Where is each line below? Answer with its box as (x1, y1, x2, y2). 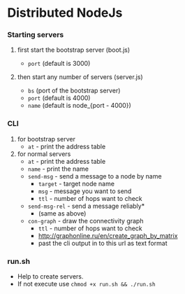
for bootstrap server (17, 134, 75, 143)
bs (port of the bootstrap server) (27, 86, 121, 95)
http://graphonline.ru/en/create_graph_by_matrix (38, 231, 178, 239)
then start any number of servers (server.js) (17, 73, 143, 81)
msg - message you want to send (38, 187, 132, 195)
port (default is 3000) (27, 59, 91, 68)
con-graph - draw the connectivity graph (27, 216, 144, 225)
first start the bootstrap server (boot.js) (17, 45, 131, 54)
